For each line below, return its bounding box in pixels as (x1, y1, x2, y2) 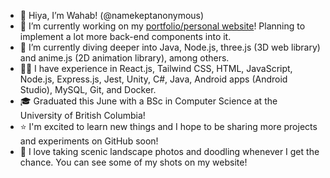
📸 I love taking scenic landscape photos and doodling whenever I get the (19, 146, 320, 157)
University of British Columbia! (19, 110, 146, 121)
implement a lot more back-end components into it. (19, 31, 232, 42)
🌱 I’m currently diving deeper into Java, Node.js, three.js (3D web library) (19, 41, 321, 53)
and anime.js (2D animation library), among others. (19, 52, 230, 64)
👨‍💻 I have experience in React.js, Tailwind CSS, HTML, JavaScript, (19, 63, 293, 74)
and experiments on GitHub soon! (19, 135, 159, 147)
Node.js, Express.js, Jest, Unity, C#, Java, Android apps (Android (19, 73, 288, 85)
